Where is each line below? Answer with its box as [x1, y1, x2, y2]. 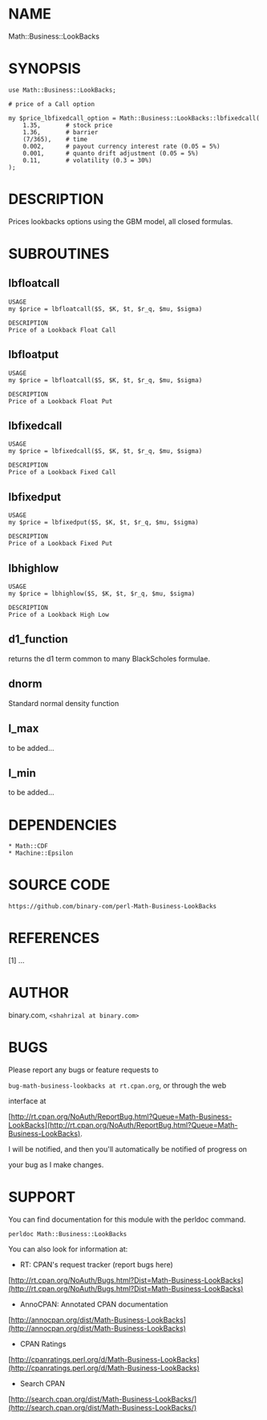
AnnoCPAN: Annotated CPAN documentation [19, 1299, 168, 1309]
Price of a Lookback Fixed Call [8, 468, 116, 476]
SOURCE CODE [8, 876, 111, 894]
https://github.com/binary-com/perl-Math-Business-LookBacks [8, 903, 217, 911]
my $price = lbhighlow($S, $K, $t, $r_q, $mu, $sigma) [8, 590, 196, 598]
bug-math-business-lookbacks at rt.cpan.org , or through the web [8, 1081, 227, 1090]
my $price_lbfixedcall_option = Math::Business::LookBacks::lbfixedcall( [8, 114, 261, 122]
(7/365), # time [22, 135, 88, 143]
